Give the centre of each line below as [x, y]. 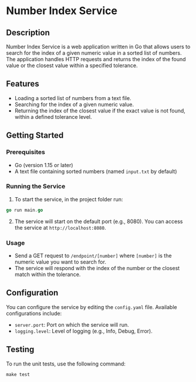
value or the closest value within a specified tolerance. [72, 65]
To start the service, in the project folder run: [69, 199]
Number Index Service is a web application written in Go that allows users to [98, 46]
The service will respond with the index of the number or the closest [97, 268]
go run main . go [25, 210]
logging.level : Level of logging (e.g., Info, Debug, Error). [83, 331]
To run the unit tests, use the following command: [66, 364]
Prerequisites [26, 152]
